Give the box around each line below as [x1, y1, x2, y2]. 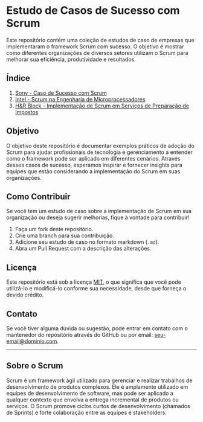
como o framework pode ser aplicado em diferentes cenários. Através [6, 155, 181, 162]
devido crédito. [6, 291, 44, 299]
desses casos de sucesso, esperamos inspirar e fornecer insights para [6, 161, 182, 168]
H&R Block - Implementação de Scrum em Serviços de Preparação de [14, 102, 189, 109]
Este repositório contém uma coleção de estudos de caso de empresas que [6, 36, 195, 43]
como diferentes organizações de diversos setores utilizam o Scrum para [6, 49, 188, 56]
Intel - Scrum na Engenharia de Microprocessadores [14, 95, 146, 103]
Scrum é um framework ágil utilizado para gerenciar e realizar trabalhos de [6, 377, 193, 384]
